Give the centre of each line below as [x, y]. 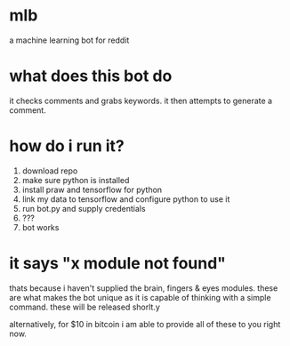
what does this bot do [91, 76]
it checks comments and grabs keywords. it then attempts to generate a [141, 101]
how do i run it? [67, 146]
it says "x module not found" [118, 263]
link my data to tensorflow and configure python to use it [126, 199]
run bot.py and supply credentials [84, 208]
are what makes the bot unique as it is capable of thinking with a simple [140, 297]
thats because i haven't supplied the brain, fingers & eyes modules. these [144, 288]
